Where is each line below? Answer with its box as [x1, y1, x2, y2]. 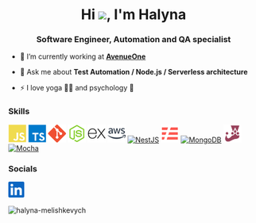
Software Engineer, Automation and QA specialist [36, 34, 231, 45]
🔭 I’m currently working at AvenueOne [19, 52, 146, 61]
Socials [8, 163, 37, 174]
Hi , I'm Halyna [80, 6, 187, 24]
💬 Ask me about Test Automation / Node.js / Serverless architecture [19, 67, 248, 77]
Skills [8, 106, 30, 117]
